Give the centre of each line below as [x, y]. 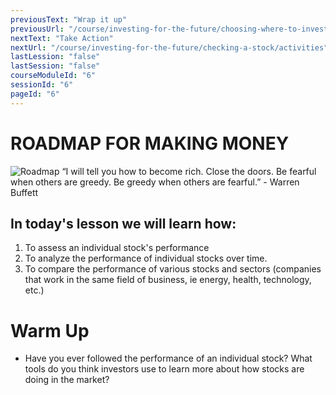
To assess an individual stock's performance [117, 248]
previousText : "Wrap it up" [69, 19]
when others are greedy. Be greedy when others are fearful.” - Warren [155, 182]
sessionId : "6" [42, 85]
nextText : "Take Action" [62, 38]
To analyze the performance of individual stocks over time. [146, 258]
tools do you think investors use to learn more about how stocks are [164, 369]
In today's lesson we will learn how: [123, 223]
